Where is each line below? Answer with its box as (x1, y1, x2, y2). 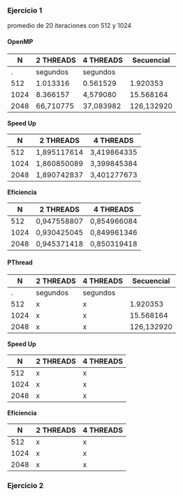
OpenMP (7, 37, 34, 45)
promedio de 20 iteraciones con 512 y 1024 (7, 22, 132, 30)
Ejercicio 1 (7, 6, 43, 15)
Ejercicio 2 (7, 480, 44, 490)
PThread (7, 258, 33, 267)
